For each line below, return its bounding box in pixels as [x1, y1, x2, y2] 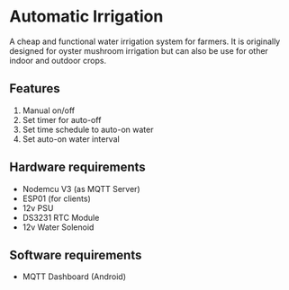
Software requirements [9, 247, 142, 262]
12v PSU [22, 202, 54, 213]
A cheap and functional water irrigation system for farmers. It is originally [9, 36, 281, 47]
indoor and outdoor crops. [9, 55, 106, 66]
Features [9, 81, 60, 96]
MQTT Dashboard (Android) [22, 271, 126, 282]
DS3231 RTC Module [22, 212, 100, 223]
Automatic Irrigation [9, 6, 164, 27]
